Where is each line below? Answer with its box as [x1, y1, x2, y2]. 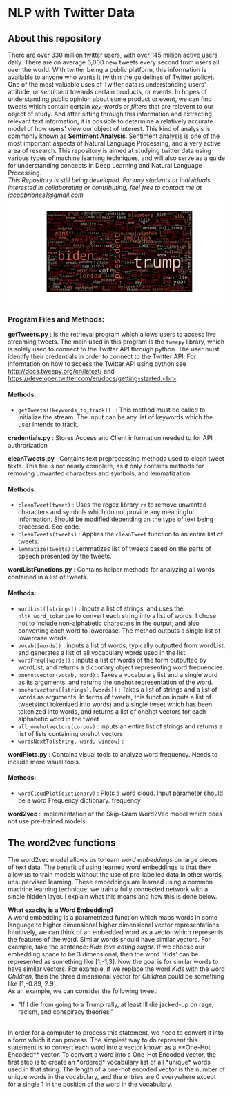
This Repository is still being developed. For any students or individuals [8, 176, 211, 184]
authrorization [8, 441, 48, 450]
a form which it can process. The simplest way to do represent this [8, 1035, 198, 1044]
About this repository [8, 33, 102, 44]
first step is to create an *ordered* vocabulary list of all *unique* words [8, 1058, 211, 1066]
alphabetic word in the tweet [17, 715, 99, 723]
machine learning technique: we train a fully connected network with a [8, 885, 209, 893]
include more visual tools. [8, 757, 81, 766]
